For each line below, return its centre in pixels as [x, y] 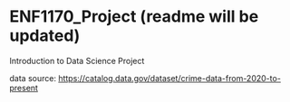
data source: [33, 78]
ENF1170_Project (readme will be [134, 17]
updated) [45, 36]
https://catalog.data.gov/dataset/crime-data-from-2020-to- [169, 78]
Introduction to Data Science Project [77, 60]
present [24, 88]
